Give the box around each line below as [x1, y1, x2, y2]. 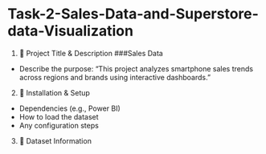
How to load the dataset [18, 111, 99, 121]
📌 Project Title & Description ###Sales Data [18, 48, 164, 58]
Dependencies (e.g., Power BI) [18, 103, 121, 113]
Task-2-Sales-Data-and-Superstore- [7, 5, 259, 23]
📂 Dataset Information [18, 136, 92, 145]
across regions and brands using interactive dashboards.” [18, 72, 211, 82]
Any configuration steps [18, 120, 100, 130]
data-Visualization [7, 22, 134, 40]
